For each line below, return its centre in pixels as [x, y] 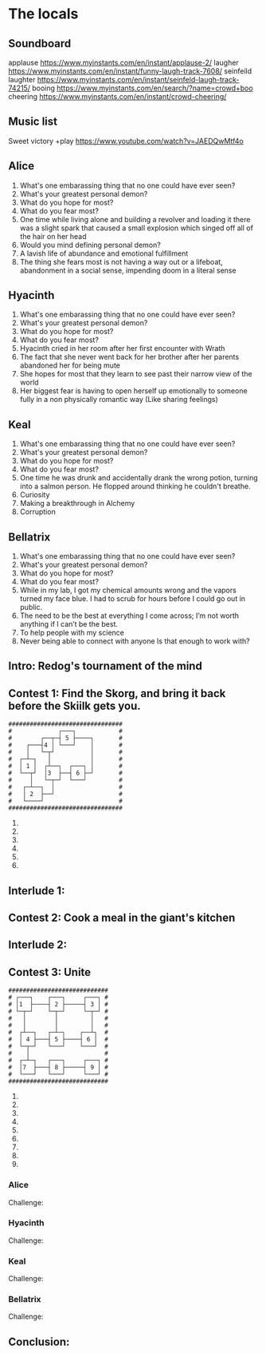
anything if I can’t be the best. [68, 624]
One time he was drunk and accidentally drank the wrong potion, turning [139, 478]
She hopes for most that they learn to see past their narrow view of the [136, 374]
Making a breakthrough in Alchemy [77, 504]
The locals [43, 14]
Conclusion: [39, 1342]
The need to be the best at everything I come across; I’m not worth [129, 615]
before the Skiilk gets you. [74, 705]
